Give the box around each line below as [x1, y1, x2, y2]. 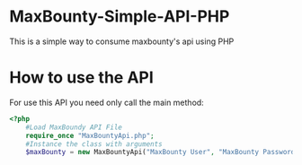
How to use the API [9, 67, 155, 88]
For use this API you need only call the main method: [9, 97, 204, 108]
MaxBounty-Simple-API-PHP [9, 6, 230, 27]
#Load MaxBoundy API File [25, 123, 123, 132]
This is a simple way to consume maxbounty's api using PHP [9, 36, 235, 47]
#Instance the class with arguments [25, 139, 164, 149]
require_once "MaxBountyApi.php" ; [25, 131, 155, 140]
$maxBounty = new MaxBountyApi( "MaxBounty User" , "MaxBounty [25, 148, 259, 157]
